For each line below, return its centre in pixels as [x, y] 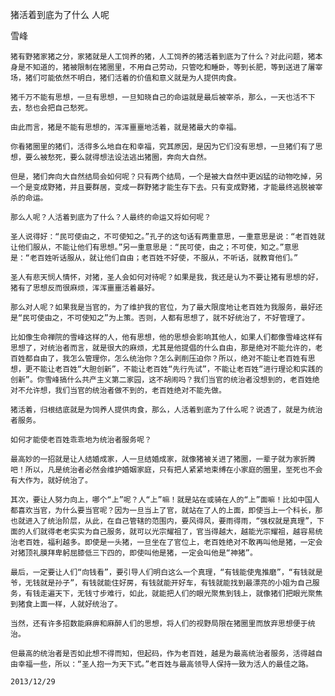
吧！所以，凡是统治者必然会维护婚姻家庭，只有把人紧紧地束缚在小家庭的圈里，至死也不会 [166, 470]
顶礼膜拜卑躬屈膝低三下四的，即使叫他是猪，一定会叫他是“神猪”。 [141, 553]
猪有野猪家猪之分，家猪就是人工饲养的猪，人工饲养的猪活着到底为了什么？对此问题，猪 [163, 57]
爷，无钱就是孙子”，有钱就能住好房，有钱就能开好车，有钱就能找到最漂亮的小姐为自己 [161, 583]
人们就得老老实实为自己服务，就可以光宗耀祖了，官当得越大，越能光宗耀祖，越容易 [170, 532]
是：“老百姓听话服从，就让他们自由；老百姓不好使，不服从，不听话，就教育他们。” [154, 258]
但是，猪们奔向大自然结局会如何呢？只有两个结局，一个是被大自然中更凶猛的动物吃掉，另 [166, 177]
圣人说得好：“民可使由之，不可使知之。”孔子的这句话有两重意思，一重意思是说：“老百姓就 [168, 237]
